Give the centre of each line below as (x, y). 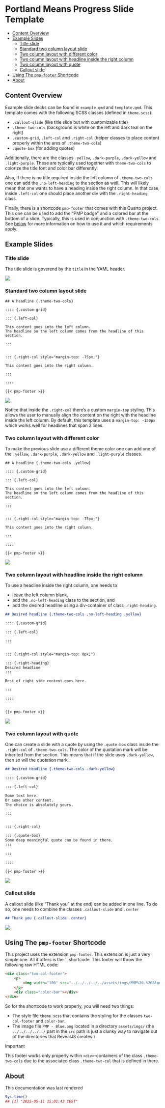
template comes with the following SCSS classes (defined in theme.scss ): (79, 112)
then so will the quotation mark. (37, 760)
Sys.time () (16, 1097)
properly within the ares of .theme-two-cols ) (57, 143)
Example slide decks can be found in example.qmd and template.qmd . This (79, 107)
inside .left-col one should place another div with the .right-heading (76, 193)
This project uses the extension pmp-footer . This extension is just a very (78, 954)
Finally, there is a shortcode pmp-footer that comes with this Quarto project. (82, 208)
